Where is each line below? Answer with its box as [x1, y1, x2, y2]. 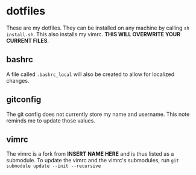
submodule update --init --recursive [6, 163, 101, 170]
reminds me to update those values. [6, 116, 95, 124]
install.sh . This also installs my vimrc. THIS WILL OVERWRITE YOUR [6, 30, 181, 37]
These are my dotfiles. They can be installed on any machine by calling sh [6, 24, 190, 31]
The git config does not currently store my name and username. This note [6, 110, 190, 118]
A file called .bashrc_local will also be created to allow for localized [6, 71, 175, 78]
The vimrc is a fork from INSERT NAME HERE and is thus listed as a [6, 150, 174, 157]
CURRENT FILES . [6, 37, 49, 44]
